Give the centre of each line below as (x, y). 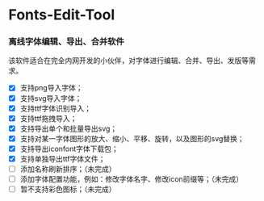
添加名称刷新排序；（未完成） (68, 169)
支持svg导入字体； (51, 98)
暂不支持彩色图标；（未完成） (68, 189)
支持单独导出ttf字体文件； (63, 158)
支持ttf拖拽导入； (48, 118)
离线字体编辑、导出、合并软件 (67, 42)
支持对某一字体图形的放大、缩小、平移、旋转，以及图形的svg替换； (132, 138)
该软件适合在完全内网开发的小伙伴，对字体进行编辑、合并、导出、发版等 (128, 61)
